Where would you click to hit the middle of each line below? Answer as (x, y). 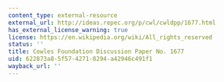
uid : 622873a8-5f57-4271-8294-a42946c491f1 (81, 59)
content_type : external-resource (63, 15)
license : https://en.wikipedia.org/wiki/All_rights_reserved (110, 37)
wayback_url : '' (35, 66)
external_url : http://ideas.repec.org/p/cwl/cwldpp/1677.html (112, 23)
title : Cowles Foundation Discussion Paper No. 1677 (96, 52)
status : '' (26, 45)
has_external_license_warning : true (68, 30)
